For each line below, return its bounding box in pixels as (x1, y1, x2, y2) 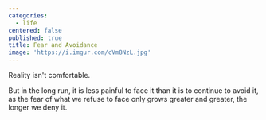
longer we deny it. (8, 103, 68, 112)
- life (15, 19, 37, 27)
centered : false (8, 26, 62, 34)
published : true (8, 33, 62, 42)
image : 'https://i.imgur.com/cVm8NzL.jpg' (8, 48, 151, 56)
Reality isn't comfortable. (8, 71, 91, 79)
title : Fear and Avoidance (8, 41, 98, 49)
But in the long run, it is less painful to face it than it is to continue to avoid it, (8, 86, 259, 95)
